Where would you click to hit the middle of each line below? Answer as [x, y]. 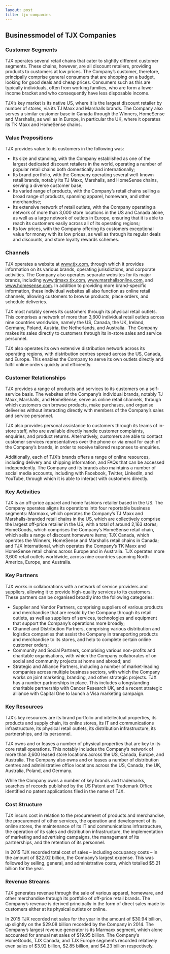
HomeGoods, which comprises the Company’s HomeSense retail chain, [80, 530]
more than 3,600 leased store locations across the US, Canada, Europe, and [85, 754]
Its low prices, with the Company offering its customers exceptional [83, 229]
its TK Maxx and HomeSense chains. [44, 124]
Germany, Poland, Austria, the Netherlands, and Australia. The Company [82, 328]
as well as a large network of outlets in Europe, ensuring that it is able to [88, 218]
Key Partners [22, 576]
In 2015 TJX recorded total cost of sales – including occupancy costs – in [81, 852]
